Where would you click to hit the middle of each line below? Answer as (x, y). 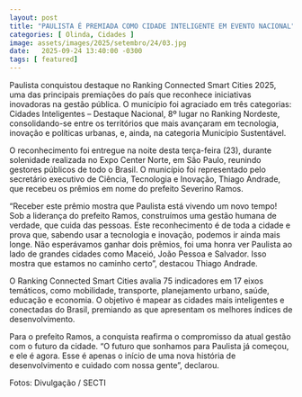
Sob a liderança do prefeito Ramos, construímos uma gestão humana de (143, 216)
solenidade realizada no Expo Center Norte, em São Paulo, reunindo (135, 160)
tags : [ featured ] (44, 59)
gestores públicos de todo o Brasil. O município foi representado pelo (138, 169)
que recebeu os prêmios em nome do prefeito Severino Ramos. (127, 189)
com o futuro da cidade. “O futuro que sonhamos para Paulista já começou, (149, 346)
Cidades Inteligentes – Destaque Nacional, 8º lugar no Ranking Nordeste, (145, 114)
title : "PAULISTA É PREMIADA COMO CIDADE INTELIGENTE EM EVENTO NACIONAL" (152, 26)
